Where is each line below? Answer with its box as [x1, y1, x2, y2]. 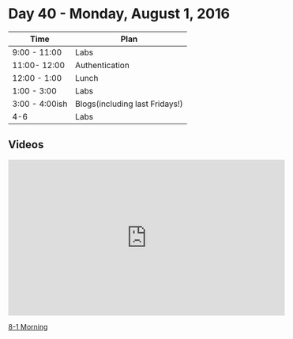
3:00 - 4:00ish [12, 98, 68, 109]
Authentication [74, 59, 130, 70]
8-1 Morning [8, 322, 48, 331]
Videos [8, 138, 44, 151]
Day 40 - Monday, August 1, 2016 [8, 5, 231, 23]
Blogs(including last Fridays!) [74, 98, 183, 109]
